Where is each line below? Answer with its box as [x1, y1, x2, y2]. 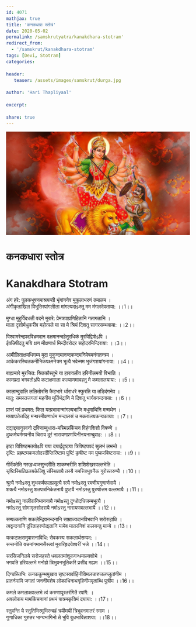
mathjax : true [6, 15, 41, 22]
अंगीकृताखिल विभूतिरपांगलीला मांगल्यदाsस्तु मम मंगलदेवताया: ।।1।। [6, 303, 133, 310]
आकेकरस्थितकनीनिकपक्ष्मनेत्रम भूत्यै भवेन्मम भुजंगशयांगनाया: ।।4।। [6, 358, 134, 365]
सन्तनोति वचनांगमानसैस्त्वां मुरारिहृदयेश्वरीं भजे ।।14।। [6, 541, 110, 548]
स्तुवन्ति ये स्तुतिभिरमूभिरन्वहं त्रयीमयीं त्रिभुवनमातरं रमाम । [6, 607, 110, 614]
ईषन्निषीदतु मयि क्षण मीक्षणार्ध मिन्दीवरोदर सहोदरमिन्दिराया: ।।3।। [6, 340, 127, 347]
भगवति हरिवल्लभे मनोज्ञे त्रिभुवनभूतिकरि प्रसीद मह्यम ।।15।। [6, 559, 118, 566]
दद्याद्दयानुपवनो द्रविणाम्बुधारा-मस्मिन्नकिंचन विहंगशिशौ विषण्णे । [6, 425, 118, 432]
